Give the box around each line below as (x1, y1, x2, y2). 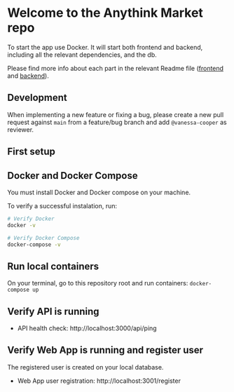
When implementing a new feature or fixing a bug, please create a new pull (7, 110, 224, 119)
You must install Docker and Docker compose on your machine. (7, 188, 191, 196)
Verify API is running (7, 305, 99, 317)
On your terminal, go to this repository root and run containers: (7, 279, 188, 288)
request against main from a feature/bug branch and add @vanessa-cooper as (7, 118, 227, 126)
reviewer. (7, 125, 34, 134)
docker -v (7, 222, 36, 229)
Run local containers (7, 260, 99, 272)
